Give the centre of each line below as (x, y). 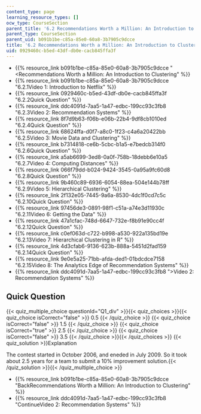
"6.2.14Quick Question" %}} (49, 252)
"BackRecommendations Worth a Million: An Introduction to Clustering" (103, 385)
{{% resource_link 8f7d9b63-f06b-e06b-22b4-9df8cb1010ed (91, 119)
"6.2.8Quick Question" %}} (48, 176)
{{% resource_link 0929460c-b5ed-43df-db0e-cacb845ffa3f (91, 93)
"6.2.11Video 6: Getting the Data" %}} (60, 214)
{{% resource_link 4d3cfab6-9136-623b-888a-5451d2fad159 (91, 246)
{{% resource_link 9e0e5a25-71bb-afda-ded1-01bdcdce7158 (90, 259)
